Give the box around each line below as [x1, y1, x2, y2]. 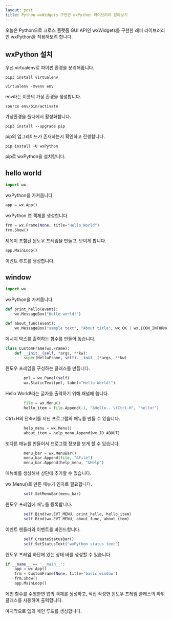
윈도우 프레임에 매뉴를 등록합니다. [5, 501, 73, 507]
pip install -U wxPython [5, 144, 58, 149]
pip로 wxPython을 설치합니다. [5, 153, 66, 160]
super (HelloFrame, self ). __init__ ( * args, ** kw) [24, 356, 127, 361]
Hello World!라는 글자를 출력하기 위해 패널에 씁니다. [5, 391, 109, 397]
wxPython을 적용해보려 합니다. [10, 33, 73, 40]
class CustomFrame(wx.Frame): [5, 346, 70, 351]
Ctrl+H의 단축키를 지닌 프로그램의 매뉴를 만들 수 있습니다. [5, 415, 120, 421]
